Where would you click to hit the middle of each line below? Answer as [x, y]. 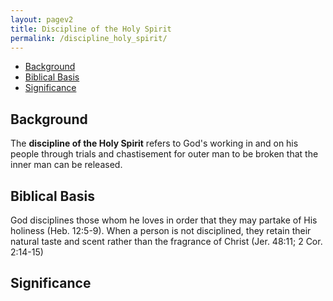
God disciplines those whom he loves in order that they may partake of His [164, 220]
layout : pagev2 [42, 19]
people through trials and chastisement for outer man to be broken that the [164, 154]
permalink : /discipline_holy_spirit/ [89, 38]
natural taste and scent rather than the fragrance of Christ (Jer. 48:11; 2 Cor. [166, 241]
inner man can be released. [66, 165]
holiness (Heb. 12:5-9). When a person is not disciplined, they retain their [161, 230]
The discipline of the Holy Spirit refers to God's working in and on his [154, 143]
